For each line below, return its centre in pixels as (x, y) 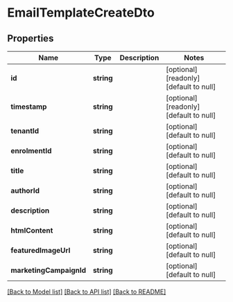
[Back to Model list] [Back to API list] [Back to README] (87, 292)
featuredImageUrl (41, 250)
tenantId (25, 131)
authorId (25, 190)
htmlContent (32, 230)
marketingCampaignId (49, 270)
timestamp (29, 107)
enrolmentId (31, 151)
